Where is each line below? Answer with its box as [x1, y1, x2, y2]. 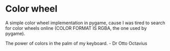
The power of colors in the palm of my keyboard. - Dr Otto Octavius [5, 40, 148, 46]
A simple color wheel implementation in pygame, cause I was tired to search [5, 20, 165, 26]
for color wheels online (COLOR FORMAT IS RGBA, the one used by [5, 25, 147, 31]
